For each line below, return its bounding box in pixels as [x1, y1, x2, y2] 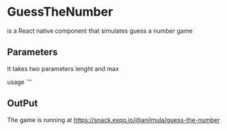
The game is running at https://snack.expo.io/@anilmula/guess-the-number [7, 115, 220, 123]
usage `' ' [7, 78, 32, 86]
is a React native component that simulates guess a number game [7, 27, 193, 35]
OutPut [7, 98, 38, 109]
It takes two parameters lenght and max [7, 64, 120, 72]
